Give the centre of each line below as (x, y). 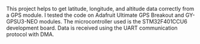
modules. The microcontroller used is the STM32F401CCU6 (113, 21)
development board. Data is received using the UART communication (92, 28)
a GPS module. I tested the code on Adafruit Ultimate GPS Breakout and (95, 15)
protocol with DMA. (30, 34)
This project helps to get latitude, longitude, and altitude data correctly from (100, 9)
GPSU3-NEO (22, 21)
